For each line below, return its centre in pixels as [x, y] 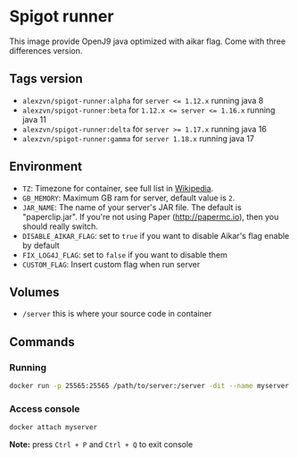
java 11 [34, 119]
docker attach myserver [54, 428]
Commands [42, 342]
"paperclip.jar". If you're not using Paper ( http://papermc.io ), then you [150, 216]
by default [41, 245]
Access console [45, 409]
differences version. [46, 50]
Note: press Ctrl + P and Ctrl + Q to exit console [101, 445]
